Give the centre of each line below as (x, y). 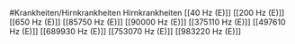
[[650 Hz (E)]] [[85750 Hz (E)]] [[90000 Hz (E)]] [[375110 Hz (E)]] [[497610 (147, 22)
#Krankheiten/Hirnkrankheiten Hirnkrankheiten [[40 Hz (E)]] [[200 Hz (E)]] (147, 13)
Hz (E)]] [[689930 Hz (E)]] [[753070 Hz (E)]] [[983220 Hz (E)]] (125, 31)
